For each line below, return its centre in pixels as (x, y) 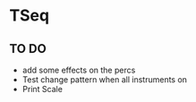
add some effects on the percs (79, 70)
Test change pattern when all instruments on (105, 80)
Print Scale (42, 89)
